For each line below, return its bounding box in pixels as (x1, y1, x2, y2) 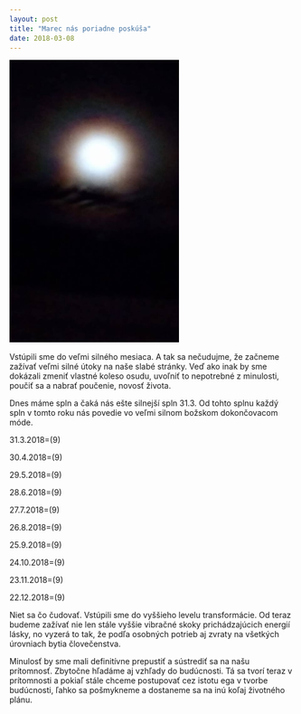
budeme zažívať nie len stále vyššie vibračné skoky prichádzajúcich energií (9, 619, 291, 630)
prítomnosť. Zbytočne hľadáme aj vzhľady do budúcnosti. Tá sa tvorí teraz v (9, 665, 293, 677)
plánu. (9, 694, 33, 705)
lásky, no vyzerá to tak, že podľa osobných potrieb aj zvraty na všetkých (9, 629, 280, 640)
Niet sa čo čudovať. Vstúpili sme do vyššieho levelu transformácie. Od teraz (9, 610, 292, 621)
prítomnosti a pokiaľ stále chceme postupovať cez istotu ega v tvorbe (9, 675, 268, 686)
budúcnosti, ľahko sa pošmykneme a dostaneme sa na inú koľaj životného (9, 685, 286, 696)
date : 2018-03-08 (9, 33, 75, 42)
